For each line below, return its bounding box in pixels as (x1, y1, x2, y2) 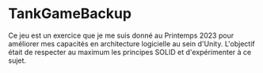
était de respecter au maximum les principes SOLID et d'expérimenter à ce (8, 47, 252, 57)
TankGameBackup (8, 5, 132, 23)
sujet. (8, 56, 26, 65)
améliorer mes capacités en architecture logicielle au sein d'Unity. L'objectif (8, 38, 255, 48)
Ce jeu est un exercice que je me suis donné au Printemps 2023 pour (8, 31, 234, 40)
